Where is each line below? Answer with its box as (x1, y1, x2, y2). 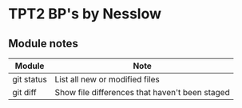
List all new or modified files (54, 74, 160, 85)
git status (12, 74, 48, 85)
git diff (12, 87, 38, 98)
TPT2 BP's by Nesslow (8, 5, 162, 23)
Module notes (8, 37, 78, 50)
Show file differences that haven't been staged (54, 87, 230, 98)
